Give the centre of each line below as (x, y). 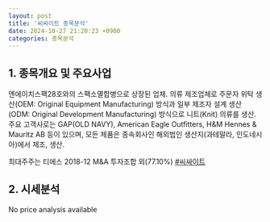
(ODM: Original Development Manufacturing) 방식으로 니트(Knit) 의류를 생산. (132, 115)
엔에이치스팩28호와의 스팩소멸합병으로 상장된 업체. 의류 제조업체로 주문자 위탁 (131, 94)
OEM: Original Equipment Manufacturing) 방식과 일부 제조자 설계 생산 (129, 104)
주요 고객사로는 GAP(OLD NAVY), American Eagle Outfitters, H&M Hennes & (133, 124)
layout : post (30, 16)
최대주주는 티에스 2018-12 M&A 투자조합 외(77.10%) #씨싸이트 (107, 161)
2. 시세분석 (34, 189)
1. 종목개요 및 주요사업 (60, 73)
